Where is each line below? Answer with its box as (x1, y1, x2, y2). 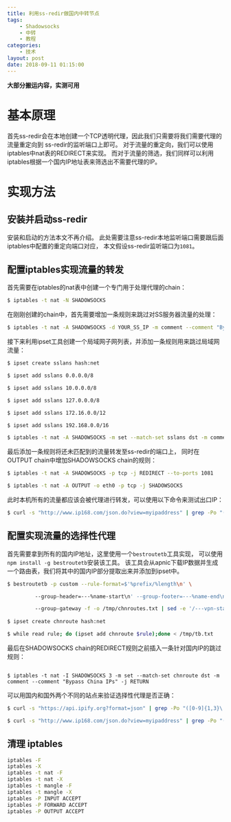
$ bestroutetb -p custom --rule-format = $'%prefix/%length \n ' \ (7, 581, 192, 587)
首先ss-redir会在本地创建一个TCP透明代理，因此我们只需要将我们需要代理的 (7, 131, 222, 140)
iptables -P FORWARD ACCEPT (7, 801, 88, 808)
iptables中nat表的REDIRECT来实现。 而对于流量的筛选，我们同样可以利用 (7, 149, 214, 157)
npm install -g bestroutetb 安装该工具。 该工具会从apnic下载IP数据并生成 (7, 558, 219, 566)
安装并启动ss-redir (7, 214, 88, 226)
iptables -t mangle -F (7, 782, 72, 789)
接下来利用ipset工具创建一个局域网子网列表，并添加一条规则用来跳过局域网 (7, 338, 220, 346)
